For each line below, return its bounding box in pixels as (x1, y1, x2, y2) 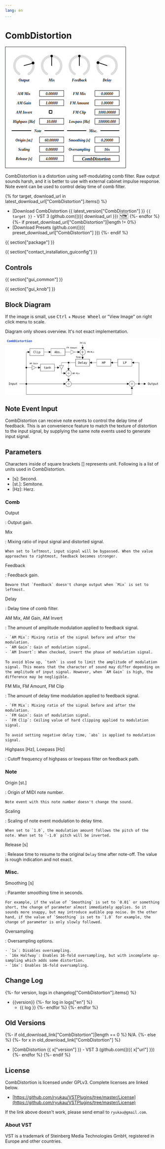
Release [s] (5, 841, 28, 847)
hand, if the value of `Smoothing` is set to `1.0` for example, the (5, 914, 151, 920)
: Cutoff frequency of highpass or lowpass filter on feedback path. (5, 756, 139, 762)
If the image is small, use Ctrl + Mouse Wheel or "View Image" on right (5, 313, 152, 319)
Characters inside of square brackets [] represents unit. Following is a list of (5, 461, 159, 467)
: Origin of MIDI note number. (5, 789, 64, 795)
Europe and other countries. (5, 1138, 62, 1144)
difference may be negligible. (5, 675, 69, 679)
